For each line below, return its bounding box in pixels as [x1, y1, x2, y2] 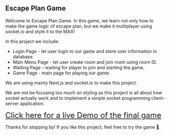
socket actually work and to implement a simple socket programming [5, 95, 151, 101]
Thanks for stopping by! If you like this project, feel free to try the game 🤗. [5, 124, 161, 130]
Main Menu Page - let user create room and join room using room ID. [12, 59, 157, 65]
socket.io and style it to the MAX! [5, 28, 75, 35]
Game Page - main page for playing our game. [12, 70, 111, 76]
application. [20, 100, 45, 106]
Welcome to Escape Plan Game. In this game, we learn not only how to [5, 17, 154, 23]
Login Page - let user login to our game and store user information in [12, 48, 157, 54]
